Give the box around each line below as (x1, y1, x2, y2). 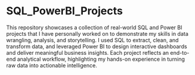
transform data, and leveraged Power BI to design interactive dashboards (6, 43, 187, 50)
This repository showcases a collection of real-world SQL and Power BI (6, 24, 182, 31)
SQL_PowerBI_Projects (6, 4, 123, 18)
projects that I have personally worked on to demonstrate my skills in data (6, 30, 189, 37)
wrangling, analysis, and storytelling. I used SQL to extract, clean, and (6, 36, 179, 43)
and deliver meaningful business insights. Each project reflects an (6, 49, 169, 56)
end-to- (170, 49, 190, 56)
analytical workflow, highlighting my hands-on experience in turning (17, 55, 185, 62)
